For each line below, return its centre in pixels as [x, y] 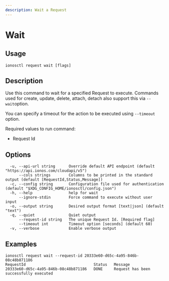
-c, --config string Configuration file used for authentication [87, 184]
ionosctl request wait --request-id [44, 256]
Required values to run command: [40, 129]
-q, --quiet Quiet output [53, 215]
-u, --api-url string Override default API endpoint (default [82, 166]
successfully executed [29, 274]
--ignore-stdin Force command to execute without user [86, 198]
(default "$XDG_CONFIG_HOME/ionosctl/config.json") [61, 189]
